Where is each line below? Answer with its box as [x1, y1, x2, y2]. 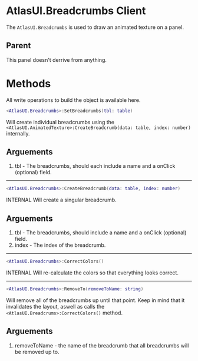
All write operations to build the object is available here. [6, 96, 141, 104]
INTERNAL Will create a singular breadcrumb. [6, 196, 117, 204]
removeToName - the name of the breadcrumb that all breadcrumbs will [14, 342, 189, 349]
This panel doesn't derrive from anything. [6, 56, 107, 63]
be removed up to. [14, 348, 60, 355]
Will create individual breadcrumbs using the [6, 118, 115, 125]
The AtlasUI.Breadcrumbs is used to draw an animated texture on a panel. [6, 24, 184, 31]
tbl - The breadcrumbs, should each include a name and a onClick [14, 163, 176, 170]
